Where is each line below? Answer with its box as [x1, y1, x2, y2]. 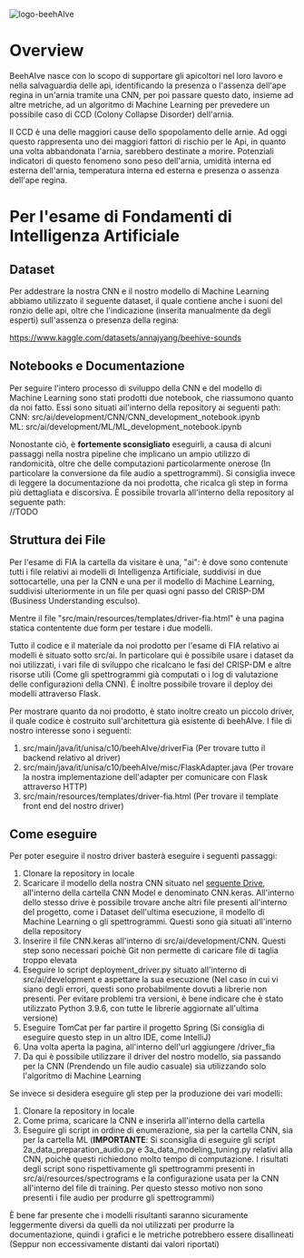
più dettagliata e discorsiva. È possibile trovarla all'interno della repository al [9, 486, 295, 498]
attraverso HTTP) [22, 781, 88, 792]
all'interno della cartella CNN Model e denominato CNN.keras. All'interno [22, 887, 295, 898]
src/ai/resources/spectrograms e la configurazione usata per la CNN [22, 1173, 279, 1184]
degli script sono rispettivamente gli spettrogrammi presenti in [22, 1164, 256, 1175]
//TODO [9, 506, 39, 517]
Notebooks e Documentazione [9, 358, 185, 374]
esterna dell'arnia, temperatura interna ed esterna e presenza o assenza [9, 164, 279, 176]
